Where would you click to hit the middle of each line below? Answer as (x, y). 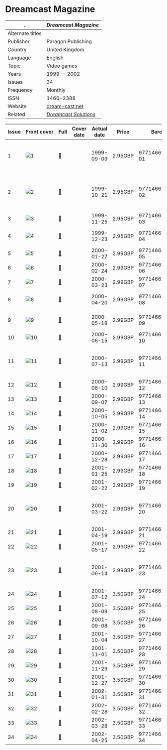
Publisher (19, 41)
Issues (15, 82)
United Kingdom (65, 49)
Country (17, 49)
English (55, 57)
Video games (62, 66)
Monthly (56, 90)
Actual (100, 128)
